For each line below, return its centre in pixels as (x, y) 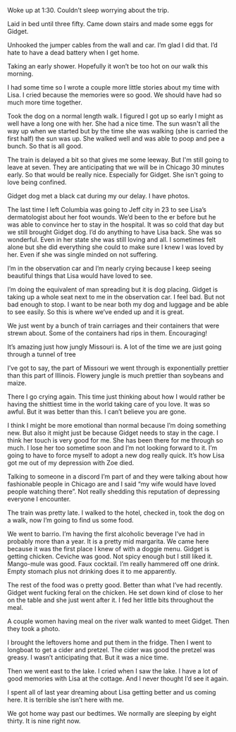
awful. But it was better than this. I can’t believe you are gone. (97, 412)
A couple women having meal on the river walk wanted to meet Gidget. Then (118, 621)
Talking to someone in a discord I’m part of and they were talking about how (117, 476)
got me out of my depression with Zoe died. (71, 463)
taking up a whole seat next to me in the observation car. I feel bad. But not (116, 297)
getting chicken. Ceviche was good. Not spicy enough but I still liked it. (110, 556)
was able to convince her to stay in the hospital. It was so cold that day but (116, 224)
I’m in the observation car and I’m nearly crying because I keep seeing (109, 268)
